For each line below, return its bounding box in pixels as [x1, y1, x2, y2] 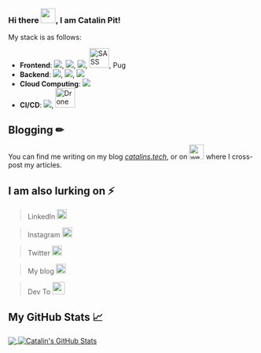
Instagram [27, 230, 61, 239]
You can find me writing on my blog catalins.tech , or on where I [8, 152, 230, 161]
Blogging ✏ [8, 123, 64, 137]
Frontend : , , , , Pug [19, 61, 126, 70]
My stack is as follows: [8, 32, 82, 42]
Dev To [27, 287, 51, 296]
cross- [231, 152, 253, 161]
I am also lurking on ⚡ [8, 184, 116, 197]
